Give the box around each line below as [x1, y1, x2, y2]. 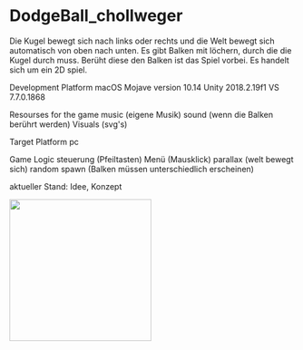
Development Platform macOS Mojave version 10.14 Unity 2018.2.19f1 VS [9, 82, 279, 92]
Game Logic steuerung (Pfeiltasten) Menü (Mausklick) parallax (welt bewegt [9, 153, 294, 164]
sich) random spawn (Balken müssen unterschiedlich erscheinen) [9, 163, 254, 174]
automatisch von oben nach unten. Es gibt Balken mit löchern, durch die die [9, 44, 292, 55]
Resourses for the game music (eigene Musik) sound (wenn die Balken [9, 109, 274, 120]
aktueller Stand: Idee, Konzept [9, 180, 122, 191]
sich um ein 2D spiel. [9, 64, 88, 75]
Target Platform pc [9, 136, 80, 147]
